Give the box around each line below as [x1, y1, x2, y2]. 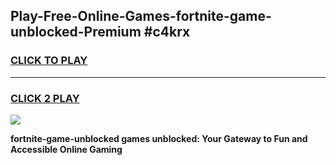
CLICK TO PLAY [10, 54, 88, 68]
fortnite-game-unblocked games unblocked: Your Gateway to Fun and [10, 132, 308, 144]
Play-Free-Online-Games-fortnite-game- [10, 8, 272, 25]
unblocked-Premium [10, 24, 142, 41]
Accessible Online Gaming [10, 143, 123, 155]
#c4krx [143, 24, 191, 41]
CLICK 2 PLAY [10, 91, 80, 105]
